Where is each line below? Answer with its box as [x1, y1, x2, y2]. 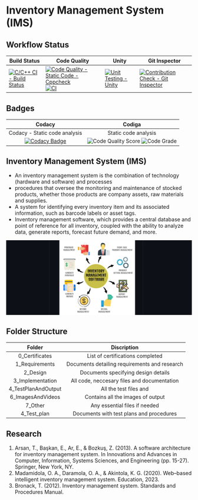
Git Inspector [148, 57, 181, 64]
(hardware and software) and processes [14, 178, 113, 185]
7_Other [25, 402, 45, 409]
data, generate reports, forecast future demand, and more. [14, 228, 157, 236]
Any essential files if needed [90, 402, 159, 409]
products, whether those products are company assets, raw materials [14, 191, 184, 198]
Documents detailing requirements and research [66, 360, 184, 367]
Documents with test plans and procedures [72, 409, 177, 417]
